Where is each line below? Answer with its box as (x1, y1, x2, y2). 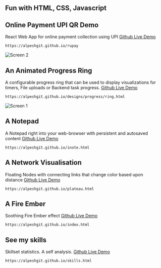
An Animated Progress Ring (5, 66, 93, 75)
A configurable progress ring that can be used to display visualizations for (5, 79, 156, 85)
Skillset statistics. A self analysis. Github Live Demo (5, 249, 110, 255)
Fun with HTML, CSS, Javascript (5, 4, 107, 12)
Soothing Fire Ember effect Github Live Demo (5, 213, 98, 219)
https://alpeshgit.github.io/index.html (5, 222, 90, 228)
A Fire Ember (5, 200, 46, 208)
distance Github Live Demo (5, 177, 60, 183)
